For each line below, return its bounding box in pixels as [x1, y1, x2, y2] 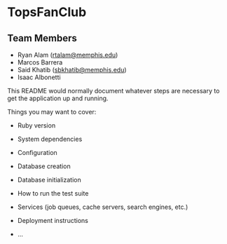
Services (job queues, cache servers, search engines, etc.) [17, 203, 188, 211]
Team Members [7, 32, 77, 44]
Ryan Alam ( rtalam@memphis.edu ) [17, 50, 118, 59]
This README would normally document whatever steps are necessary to [7, 87, 220, 95]
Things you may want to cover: [7, 108, 97, 116]
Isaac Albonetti [17, 73, 61, 81]
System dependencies [17, 135, 83, 143]
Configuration [17, 149, 57, 156]
